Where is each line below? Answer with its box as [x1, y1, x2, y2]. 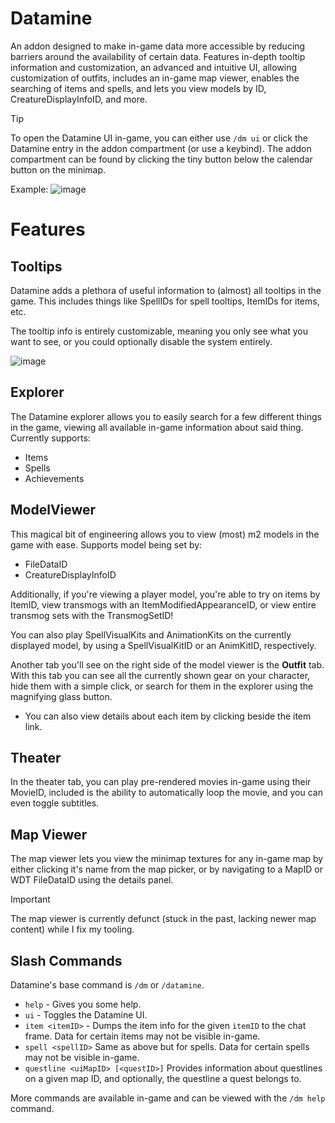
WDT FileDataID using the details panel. [10, 874, 174, 886]
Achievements [24, 472, 85, 484]
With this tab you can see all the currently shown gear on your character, [10, 669, 311, 681]
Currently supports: [10, 432, 91, 444]
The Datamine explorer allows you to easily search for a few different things [10, 410, 322, 422]
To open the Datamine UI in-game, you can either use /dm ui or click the [10, 132, 309, 144]
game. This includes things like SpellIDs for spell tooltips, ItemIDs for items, [10, 295, 320, 307]
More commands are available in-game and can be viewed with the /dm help [10, 1092, 326, 1104]
